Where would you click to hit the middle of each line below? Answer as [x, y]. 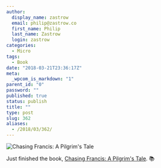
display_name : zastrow [40, 17]
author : [16, 12]
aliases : [17, 124]
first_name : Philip [36, 29]
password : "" [23, 90]
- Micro [21, 51]
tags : [13, 57]
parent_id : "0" [25, 85]
